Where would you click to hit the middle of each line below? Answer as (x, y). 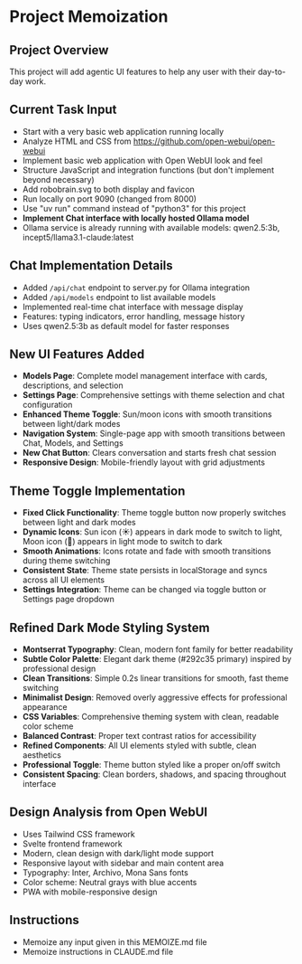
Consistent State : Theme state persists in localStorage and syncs (145, 571)
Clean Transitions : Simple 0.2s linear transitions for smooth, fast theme (156, 678)
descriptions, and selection (73, 385)
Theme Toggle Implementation (97, 491)
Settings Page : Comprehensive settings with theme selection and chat (154, 395)
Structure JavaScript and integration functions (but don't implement (148, 170)
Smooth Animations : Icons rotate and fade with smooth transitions (147, 551)
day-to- (272, 71)
